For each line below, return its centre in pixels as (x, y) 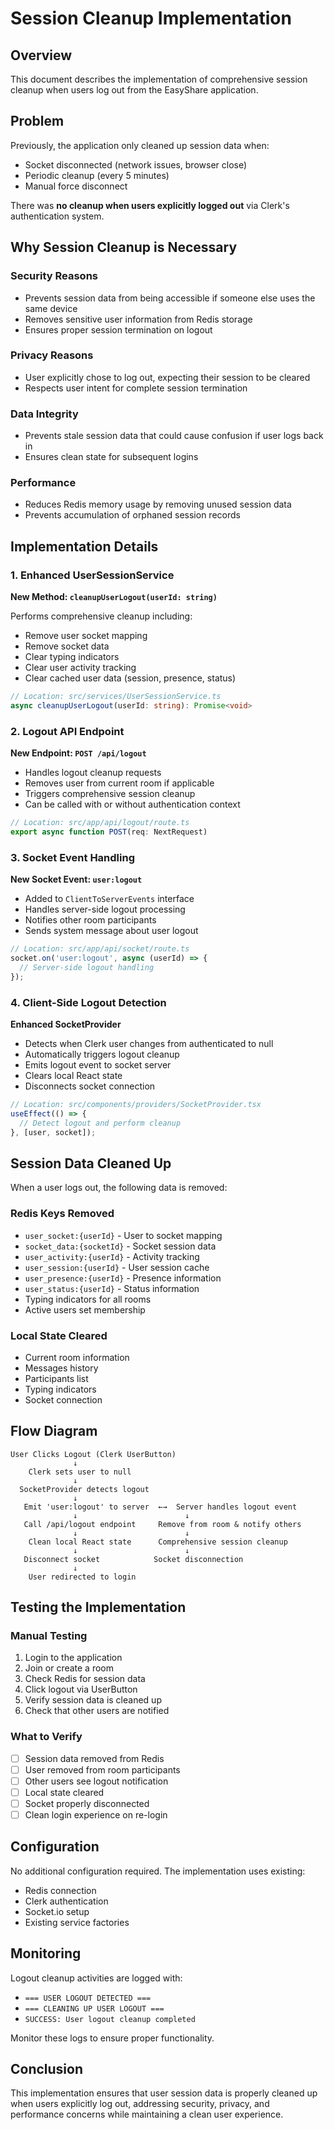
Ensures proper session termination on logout (118, 329)
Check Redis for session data (85, 1679)
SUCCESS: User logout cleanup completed (110, 2019)
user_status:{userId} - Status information (112, 1288)
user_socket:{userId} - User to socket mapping (123, 1235)
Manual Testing (49, 1635)
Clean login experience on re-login (96, 1814)
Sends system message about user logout (111, 931)
